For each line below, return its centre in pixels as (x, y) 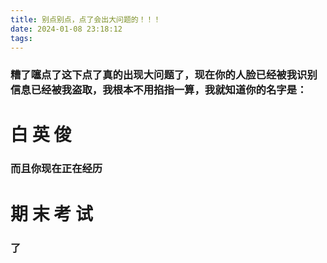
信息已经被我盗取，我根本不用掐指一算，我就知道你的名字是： (159, 90)
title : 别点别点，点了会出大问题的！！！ (86, 19)
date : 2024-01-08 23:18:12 (66, 29)
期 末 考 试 (51, 213)
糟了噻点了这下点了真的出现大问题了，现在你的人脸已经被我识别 (164, 75)
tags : (21, 38)
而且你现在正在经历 (56, 169)
